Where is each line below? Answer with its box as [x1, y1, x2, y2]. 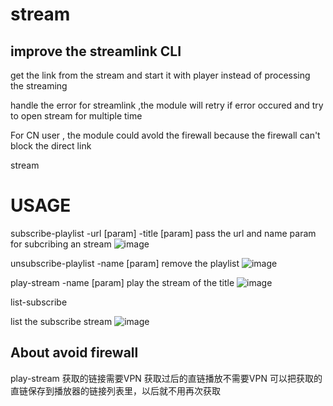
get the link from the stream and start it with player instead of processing [10, 69, 311, 81]
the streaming [10, 80, 68, 92]
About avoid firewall [10, 344, 139, 362]
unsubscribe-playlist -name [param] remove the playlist [10, 257, 240, 269]
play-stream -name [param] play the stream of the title [10, 276, 235, 288]
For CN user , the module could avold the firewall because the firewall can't [10, 129, 321, 141]
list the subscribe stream [10, 315, 113, 327]
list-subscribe [10, 296, 68, 308]
